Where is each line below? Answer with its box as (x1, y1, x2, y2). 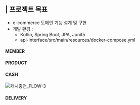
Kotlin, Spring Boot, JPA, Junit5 (20, 31, 85, 37)
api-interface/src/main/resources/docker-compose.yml (20, 37, 135, 43)
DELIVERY (5, 95, 27, 101)
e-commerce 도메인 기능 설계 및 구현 (12, 20, 87, 26)
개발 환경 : (12, 26, 33, 32)
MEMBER (5, 48, 25, 54)
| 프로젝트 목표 (5, 5, 48, 14)
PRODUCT (5, 60, 28, 66)
